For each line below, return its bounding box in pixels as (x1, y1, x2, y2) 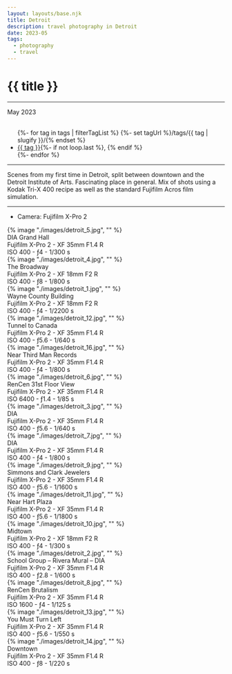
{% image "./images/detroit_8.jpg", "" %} (7, 578, 123, 586)
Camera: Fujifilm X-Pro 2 (17, 212, 88, 221)
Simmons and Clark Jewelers (7, 468, 90, 476)
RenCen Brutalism (7, 586, 59, 594)
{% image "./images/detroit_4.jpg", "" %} (7, 255, 123, 263)
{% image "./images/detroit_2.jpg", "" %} (7, 549, 123, 557)
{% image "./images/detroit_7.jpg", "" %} (7, 431, 122, 440)
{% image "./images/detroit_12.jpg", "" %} (7, 314, 125, 322)
